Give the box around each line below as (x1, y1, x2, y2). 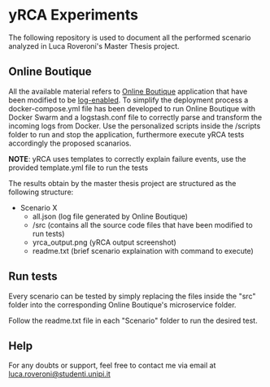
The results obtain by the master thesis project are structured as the (8, 178, 237, 188)
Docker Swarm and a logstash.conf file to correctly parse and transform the (8, 112, 263, 122)
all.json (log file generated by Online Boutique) (32, 211, 189, 221)
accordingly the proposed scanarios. (8, 138, 132, 148)
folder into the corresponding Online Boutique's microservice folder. (8, 299, 237, 310)
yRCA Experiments (8, 6, 138, 24)
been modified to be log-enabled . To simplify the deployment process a (8, 95, 249, 105)
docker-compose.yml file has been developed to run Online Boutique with (8, 103, 256, 113)
